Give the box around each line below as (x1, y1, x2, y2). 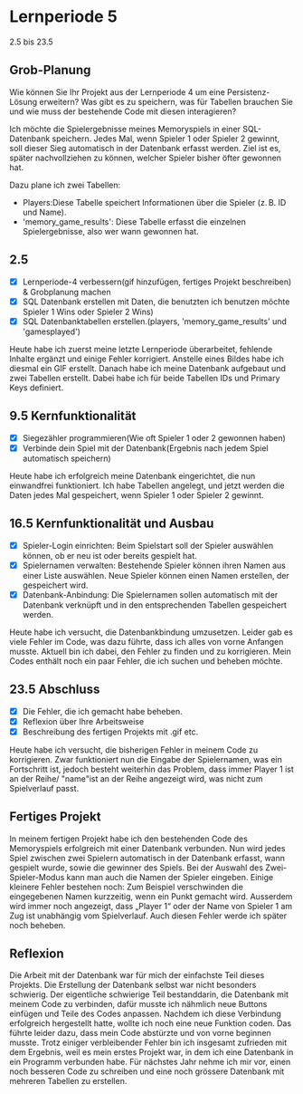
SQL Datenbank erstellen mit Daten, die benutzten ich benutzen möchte (22, 296, 290, 307)
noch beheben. (9, 919, 66, 930)
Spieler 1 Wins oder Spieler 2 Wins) (22, 306, 154, 317)
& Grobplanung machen (22, 286, 111, 297)
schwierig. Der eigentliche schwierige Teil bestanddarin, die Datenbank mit (9, 989, 289, 1000)
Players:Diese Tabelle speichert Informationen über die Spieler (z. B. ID (22, 197, 287, 207)
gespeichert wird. (22, 580, 89, 590)
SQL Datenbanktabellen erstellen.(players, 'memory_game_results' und (22, 315, 288, 327)
